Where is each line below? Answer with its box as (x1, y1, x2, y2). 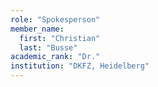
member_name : (10, 24, 65, 34)
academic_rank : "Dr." (10, 52, 101, 62)
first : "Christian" (19, 33, 101, 43)
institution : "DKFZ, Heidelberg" (10, 61, 150, 71)
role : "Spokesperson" (10, 14, 101, 25)
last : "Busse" (19, 42, 78, 53)
